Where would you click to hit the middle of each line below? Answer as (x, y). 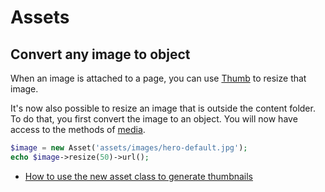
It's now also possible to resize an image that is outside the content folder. (163, 108)
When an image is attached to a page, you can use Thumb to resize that (158, 78)
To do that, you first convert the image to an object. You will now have (154, 119)
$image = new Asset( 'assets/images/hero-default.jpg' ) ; (129, 148)
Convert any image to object (100, 54)
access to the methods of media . (78, 129)
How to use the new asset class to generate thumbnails (139, 176)
